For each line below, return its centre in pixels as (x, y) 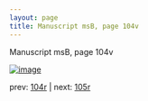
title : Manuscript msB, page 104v (74, 26)
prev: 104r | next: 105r (50, 87)
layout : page (34, 18)
